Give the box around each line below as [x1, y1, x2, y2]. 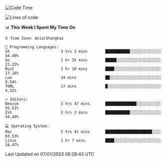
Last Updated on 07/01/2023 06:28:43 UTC [5, 151, 94, 157]
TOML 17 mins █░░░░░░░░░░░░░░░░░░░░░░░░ [5, 84, 162, 89]
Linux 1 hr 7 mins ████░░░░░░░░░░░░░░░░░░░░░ [5, 138, 162, 143]
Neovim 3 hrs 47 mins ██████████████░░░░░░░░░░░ [5, 101, 162, 106]
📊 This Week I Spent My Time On [5, 24, 76, 30]
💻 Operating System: [5, 124, 50, 129]
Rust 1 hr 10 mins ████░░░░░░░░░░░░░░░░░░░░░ [5, 66, 162, 71]
